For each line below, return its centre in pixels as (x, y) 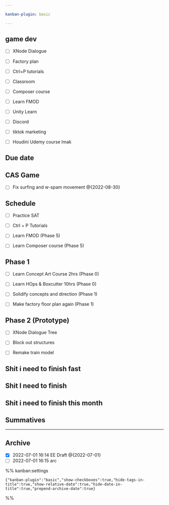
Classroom (24, 81)
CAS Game (22, 175)
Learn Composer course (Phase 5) (48, 246)
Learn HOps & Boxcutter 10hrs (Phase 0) (54, 284)
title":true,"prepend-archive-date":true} (50, 489)
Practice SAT (26, 216)
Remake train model (33, 353)
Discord (21, 122)
